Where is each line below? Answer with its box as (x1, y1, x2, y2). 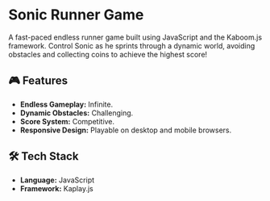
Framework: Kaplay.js (19, 183, 94, 193)
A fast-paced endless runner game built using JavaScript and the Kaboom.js (8, 32, 263, 42)
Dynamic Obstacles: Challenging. (19, 107, 134, 118)
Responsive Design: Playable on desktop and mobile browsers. (19, 125, 232, 135)
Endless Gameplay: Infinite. (19, 99, 114, 109)
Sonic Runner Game (8, 6, 144, 24)
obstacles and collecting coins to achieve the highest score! (8, 49, 208, 59)
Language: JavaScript (19, 175, 95, 185)
